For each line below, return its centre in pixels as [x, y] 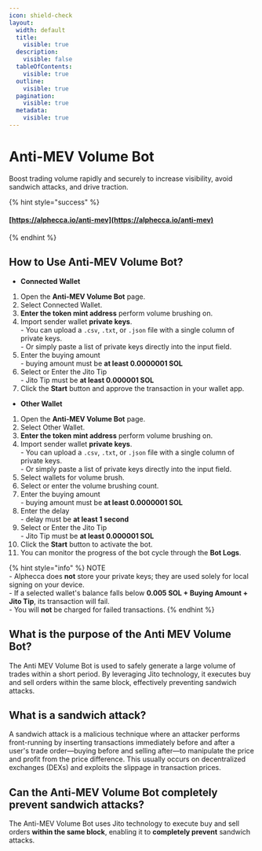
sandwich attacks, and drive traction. [69, 186]
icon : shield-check [41, 15]
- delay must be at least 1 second [75, 519]
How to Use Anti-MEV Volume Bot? [96, 262]
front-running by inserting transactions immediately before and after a [122, 742]
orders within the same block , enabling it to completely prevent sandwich [130, 832]
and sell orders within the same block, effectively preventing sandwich [123, 682]
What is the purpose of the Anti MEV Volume [120, 634]
